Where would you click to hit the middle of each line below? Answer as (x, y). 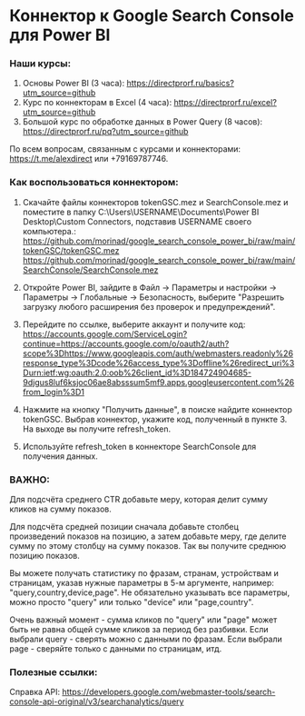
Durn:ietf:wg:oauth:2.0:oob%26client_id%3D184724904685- (137, 373)
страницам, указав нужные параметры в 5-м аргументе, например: (142, 583)
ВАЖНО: (30, 480)
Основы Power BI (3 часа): (74, 84)
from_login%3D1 (53, 392)
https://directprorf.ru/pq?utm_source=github (105, 132)
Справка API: (35, 692)
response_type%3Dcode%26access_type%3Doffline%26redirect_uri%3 (158, 363)
